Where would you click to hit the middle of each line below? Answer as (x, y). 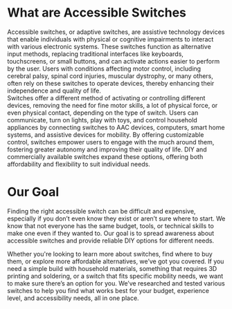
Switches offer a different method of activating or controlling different (106, 97)
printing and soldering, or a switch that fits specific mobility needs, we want (115, 276)
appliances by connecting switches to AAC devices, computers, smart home (116, 127)
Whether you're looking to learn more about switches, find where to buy (110, 254)
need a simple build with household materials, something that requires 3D (112, 268)
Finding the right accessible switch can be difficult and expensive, (101, 211)
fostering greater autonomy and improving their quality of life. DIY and (107, 149)
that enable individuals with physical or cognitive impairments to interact (110, 39)
